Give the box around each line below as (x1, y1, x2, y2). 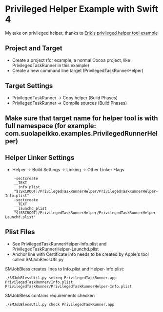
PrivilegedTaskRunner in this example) (12, 62, 89, 68)
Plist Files (5, 228, 35, 236)
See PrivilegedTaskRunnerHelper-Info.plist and (12, 241, 107, 246)
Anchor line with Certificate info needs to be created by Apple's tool (12, 251, 149, 257)
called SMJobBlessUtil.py (12, 256, 64, 262)
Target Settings (5, 82, 53, 90)
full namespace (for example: (5, 121, 97, 130)
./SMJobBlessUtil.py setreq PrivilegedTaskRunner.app (5, 275, 117, 280)
